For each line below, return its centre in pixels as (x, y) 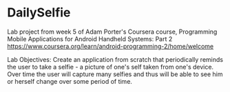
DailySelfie (39, 13)
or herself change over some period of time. (70, 81)
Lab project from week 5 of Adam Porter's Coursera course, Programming (112, 32)
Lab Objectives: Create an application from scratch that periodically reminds (115, 59)
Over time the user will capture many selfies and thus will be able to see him (115, 74)
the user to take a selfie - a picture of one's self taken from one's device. (111, 67)
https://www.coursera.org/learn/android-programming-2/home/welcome (111, 46)
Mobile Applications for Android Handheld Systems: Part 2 (90, 38)
